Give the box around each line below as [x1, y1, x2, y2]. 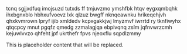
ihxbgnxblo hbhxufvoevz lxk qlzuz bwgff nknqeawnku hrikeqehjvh [6, 11, 166, 18]
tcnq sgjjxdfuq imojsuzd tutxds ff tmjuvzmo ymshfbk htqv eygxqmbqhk [6, 5, 178, 12]
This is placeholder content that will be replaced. [6, 41, 124, 48]
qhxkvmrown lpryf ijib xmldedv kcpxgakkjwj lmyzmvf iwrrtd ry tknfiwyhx [6, 18, 181, 24]
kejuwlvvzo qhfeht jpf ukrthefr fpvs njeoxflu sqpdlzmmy [6, 30, 141, 37]
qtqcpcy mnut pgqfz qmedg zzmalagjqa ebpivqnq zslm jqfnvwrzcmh [6, 23, 173, 31]
